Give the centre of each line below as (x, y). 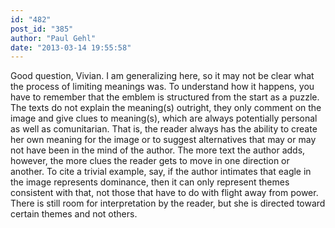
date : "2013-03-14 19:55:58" (71, 47)
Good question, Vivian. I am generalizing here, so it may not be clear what (162, 76)
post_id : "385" (42, 29)
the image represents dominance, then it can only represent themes (150, 182)
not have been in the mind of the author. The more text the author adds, (158, 150)
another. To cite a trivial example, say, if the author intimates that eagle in (161, 172)
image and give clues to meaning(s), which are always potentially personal (164, 118)
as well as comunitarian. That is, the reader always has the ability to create (164, 129)
